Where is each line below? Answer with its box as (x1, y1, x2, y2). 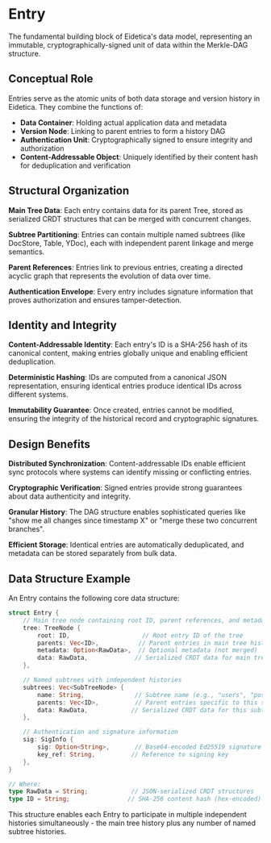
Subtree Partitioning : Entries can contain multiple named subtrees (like (8, 229, 246, 239)
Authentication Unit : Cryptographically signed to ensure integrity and (19, 135, 252, 144)
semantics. (8, 247, 45, 257)
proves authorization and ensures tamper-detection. (8, 295, 182, 305)
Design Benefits (8, 437, 90, 451)
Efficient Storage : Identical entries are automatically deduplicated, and (8, 540, 244, 549)
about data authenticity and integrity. (8, 491, 131, 501)
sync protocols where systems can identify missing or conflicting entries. (8, 467, 252, 477)
